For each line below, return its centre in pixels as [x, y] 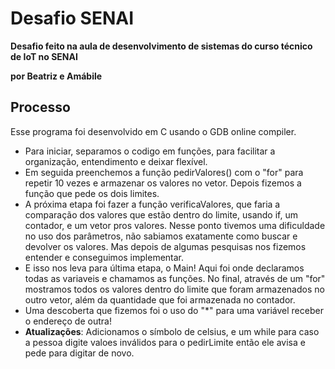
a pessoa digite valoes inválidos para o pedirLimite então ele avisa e [165, 342]
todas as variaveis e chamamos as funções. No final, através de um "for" [175, 278]
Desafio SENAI [72, 18]
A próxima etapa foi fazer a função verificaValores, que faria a [152, 204]
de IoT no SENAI [44, 56]
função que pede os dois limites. [92, 193]
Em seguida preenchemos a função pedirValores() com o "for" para [164, 172]
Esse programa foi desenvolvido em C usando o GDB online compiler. [153, 131]
